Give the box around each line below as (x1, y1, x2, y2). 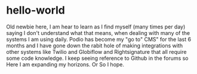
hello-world (6, 4, 66, 17)
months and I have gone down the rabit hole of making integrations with (6, 42, 183, 49)
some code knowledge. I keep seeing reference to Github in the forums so (6, 54, 189, 62)
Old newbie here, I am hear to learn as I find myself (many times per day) (6, 23, 186, 30)
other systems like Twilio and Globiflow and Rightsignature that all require (6, 48, 187, 55)
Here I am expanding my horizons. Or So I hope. (6, 60, 124, 68)
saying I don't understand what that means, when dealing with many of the (6, 29, 190, 36)
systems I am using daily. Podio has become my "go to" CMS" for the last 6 (6, 36, 192, 43)
